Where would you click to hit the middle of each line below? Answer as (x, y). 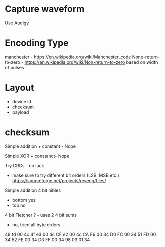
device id (22, 101)
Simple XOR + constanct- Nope (37, 156)
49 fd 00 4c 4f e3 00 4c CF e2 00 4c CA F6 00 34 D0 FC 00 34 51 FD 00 (81, 234)
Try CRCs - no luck (25, 165)
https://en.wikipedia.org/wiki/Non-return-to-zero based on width (91, 62)
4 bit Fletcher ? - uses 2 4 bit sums (41, 215)
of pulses (15, 67)
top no (19, 205)
